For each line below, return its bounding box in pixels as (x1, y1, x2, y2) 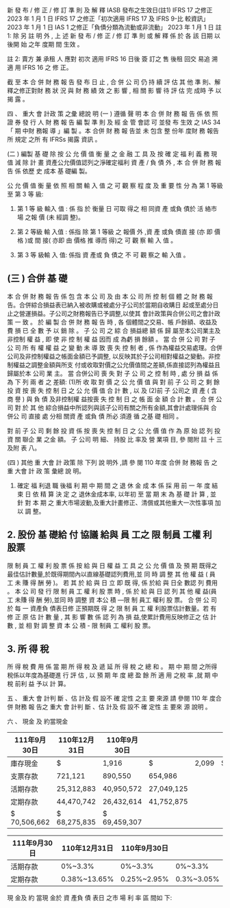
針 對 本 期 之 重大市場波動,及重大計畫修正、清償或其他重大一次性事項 (16, 499, 214, 507)
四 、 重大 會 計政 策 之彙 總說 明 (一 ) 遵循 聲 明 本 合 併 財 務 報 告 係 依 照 (7, 110, 218, 118)
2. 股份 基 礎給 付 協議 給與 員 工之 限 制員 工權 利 (7, 529, 212, 541)
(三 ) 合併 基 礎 (7, 273, 68, 284)
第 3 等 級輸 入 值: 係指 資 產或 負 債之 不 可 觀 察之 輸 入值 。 (16, 251, 190, 259)
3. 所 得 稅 (7, 643, 49, 655)
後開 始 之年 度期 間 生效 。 (7, 40, 84, 48)
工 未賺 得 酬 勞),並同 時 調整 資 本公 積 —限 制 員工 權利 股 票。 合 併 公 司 (7, 595, 217, 604)
